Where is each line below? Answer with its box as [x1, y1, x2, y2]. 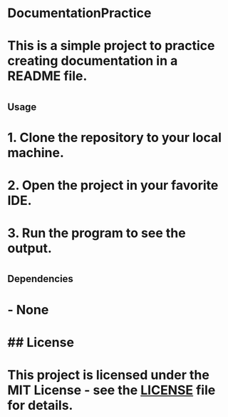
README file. [7, 68, 88, 84]
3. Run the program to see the [7, 225, 187, 241]
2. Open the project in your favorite [7, 177, 219, 194]
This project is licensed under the [7, 366, 210, 383]
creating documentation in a [7, 53, 178, 69]
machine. [7, 144, 64, 161]
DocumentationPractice [7, 5, 152, 21]
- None [7, 301, 49, 318]
